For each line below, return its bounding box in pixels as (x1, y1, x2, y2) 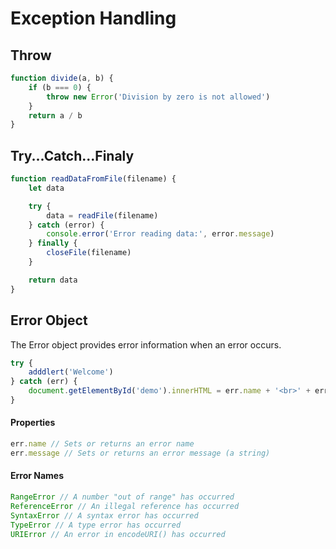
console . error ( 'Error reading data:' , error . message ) (46, 229, 275, 239)
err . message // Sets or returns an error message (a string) (10, 448, 271, 458)
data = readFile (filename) (46, 210, 159, 221)
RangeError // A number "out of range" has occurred (10, 492, 235, 502)
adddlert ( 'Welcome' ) (28, 367, 114, 377)
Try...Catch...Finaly (10, 147, 135, 164)
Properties (10, 417, 56, 429)
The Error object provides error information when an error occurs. (10, 338, 282, 351)
